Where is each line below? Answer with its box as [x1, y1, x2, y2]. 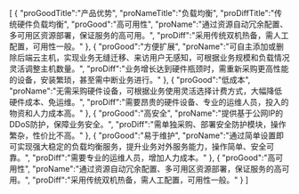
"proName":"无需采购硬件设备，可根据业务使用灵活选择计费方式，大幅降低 [9, 85, 283, 96]
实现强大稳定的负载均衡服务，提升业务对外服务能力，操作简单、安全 [16, 141, 267, 151]
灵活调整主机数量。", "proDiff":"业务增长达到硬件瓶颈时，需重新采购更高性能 [9, 63, 289, 74]
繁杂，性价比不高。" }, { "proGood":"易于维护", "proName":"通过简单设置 [9, 130, 277, 141]
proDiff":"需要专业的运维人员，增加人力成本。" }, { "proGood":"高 [35, 152, 276, 163]
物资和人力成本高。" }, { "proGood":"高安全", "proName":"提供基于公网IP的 [9, 108, 283, 118]
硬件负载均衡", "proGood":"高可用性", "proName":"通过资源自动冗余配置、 [16, 19, 288, 29]
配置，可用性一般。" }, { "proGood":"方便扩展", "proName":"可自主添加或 [9, 41, 277, 52]
